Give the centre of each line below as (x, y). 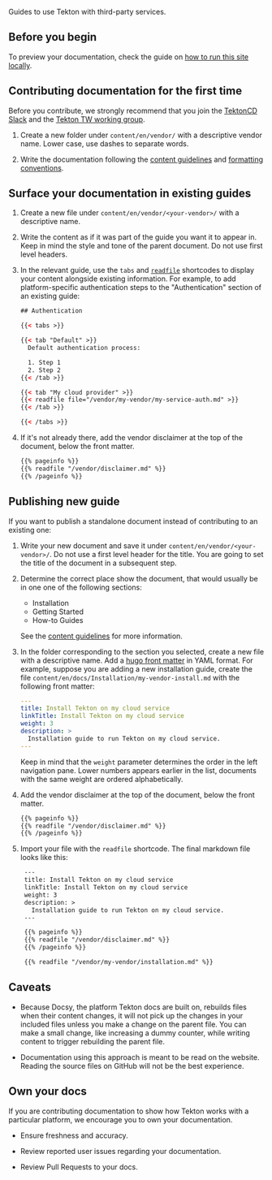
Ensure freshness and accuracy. (74, 1135)
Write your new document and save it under (93, 545)
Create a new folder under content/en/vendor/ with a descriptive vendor (141, 135)
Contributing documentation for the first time (125, 91)
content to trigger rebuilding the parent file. (92, 1041)
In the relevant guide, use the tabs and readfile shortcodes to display (137, 270)
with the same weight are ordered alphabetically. (101, 779)
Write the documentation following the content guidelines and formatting (142, 159)
